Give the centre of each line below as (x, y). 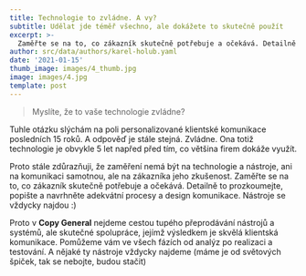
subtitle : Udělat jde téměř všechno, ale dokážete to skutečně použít (147, 26)
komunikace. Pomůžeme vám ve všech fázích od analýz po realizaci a (141, 241)
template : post (38, 86)
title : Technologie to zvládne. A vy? (83, 18)
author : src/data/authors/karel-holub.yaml (94, 52)
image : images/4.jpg (49, 77)
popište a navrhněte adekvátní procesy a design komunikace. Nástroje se (148, 195)
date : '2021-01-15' (47, 60)
